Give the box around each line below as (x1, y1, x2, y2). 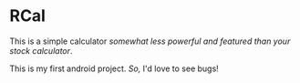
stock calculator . (9, 45, 73, 56)
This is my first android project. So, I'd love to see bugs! (9, 63, 219, 74)
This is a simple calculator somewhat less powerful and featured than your (9, 36, 291, 47)
